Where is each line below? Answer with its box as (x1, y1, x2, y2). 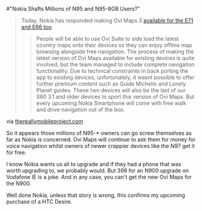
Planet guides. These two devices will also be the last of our (36, 87, 186, 93)
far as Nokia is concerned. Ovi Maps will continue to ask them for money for (6, 136, 196, 143)
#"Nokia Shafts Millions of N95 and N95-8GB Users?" (6, 5, 140, 12)
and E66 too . (21, 24, 53, 30)
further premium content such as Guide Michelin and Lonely (36, 80, 186, 87)
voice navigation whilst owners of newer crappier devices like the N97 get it (6, 142, 195, 149)
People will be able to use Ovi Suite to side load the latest (36, 35, 180, 42)
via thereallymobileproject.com (6, 118, 83, 125)
